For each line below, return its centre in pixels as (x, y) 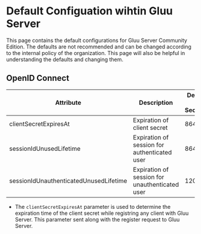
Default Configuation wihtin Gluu (89, 11)
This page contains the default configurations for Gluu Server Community (97, 40)
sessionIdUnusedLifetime (45, 148)
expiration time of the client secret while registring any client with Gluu (102, 213)
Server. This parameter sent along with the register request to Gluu (97, 219)
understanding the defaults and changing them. (65, 59)
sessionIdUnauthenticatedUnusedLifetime (68, 181)
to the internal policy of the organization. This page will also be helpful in (96, 53)
